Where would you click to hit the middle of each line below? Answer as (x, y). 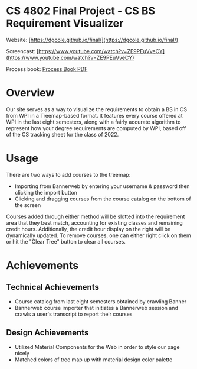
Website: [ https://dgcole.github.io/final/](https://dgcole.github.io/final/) (92, 40)
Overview (30, 93)
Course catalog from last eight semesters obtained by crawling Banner (101, 301)
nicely (22, 353)
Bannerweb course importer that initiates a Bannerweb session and (96, 307)
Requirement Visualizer (65, 23)
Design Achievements (47, 333)
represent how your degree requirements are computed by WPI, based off (96, 128)
